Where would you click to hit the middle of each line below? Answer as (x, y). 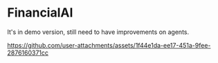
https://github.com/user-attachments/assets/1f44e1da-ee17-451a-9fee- (109, 45)
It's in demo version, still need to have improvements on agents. (98, 32)
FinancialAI (40, 13)
